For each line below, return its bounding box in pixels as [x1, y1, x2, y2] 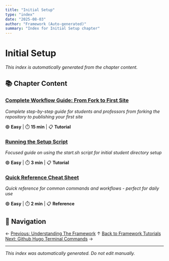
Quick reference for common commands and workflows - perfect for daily [5, 185, 159, 191]
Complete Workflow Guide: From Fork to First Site [5, 97, 129, 104]
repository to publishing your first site [5, 113, 83, 119]
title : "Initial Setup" [5, 7, 55, 13]
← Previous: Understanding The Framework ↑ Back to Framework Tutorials [5, 230, 161, 236]
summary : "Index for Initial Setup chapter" [5, 26, 100, 31]
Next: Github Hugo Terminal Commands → [5, 236, 94, 242]
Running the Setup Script [5, 138, 68, 145]
